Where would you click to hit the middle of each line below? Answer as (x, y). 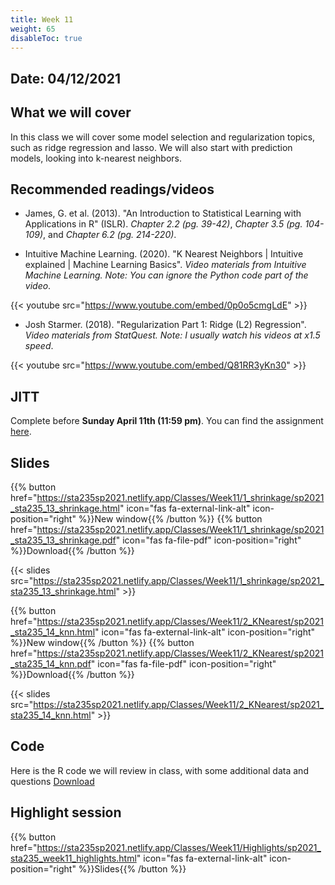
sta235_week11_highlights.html (73, 858)
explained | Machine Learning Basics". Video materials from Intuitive (165, 265)
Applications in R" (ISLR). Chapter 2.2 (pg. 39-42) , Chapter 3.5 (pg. (163, 224)
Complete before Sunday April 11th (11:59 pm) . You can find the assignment (167, 421)
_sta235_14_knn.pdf (51, 664)
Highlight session (66, 812)
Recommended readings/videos (112, 189)
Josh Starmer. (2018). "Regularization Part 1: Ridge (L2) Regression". (165, 325)
